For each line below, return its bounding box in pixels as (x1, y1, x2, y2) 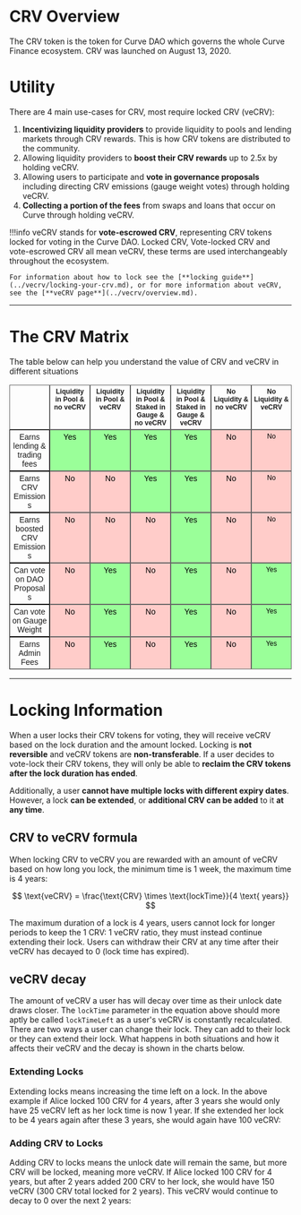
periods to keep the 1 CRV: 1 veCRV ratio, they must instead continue (9, 926, 262, 937)
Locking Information (9, 701, 163, 720)
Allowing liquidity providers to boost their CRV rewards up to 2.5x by (21, 152, 278, 163)
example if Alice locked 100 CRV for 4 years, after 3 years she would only (9, 1095, 280, 1106)
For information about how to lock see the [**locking (9, 272, 219, 281)
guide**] (221, 272, 254, 281)
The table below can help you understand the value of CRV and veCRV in (9, 356, 279, 366)
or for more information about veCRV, (137, 280, 282, 289)
